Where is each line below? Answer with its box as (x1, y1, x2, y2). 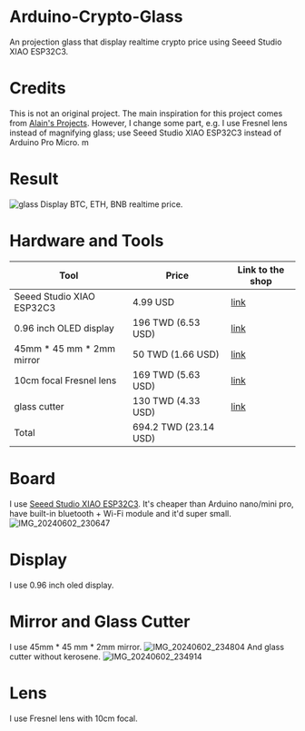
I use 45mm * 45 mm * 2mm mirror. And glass (9, 641, 284, 652)
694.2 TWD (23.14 (132, 420, 215, 433)
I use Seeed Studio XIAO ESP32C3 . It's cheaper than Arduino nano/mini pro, (9, 498, 294, 509)
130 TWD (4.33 (132, 394, 201, 407)
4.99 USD (132, 295, 175, 308)
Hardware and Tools (9, 231, 164, 251)
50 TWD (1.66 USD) (132, 348, 220, 361)
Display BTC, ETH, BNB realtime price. (40, 198, 183, 210)
